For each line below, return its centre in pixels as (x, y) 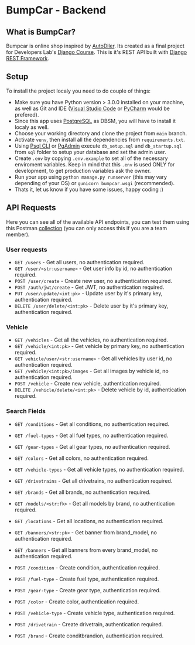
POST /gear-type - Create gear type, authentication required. (88, 590)
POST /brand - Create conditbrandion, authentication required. (89, 636)
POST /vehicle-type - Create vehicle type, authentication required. (95, 613)
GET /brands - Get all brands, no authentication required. (83, 492)
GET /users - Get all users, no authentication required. (79, 262)
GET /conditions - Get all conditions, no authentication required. (92, 424)
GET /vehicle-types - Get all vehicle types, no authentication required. (99, 469)
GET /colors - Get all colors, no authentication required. (82, 458)
